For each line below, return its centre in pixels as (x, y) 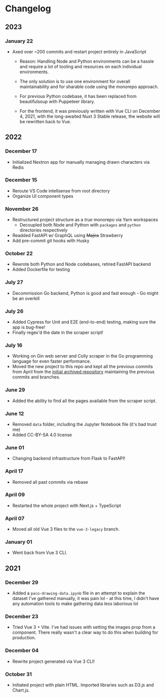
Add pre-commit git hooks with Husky (51, 241)
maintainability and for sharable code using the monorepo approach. (89, 87)
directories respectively (44, 230)
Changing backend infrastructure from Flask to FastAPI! (69, 459)
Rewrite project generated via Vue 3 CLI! (53, 661)
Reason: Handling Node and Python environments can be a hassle (87, 61)
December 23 (22, 616)
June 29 (15, 390)
